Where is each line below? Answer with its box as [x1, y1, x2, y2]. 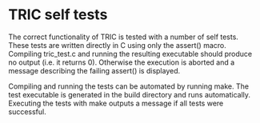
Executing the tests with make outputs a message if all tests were [8, 98, 224, 108]
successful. [8, 106, 46, 117]
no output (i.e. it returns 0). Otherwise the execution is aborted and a [8, 58, 235, 67]
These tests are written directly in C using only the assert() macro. [8, 40, 226, 50]
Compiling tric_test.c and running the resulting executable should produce [8, 49, 253, 58]
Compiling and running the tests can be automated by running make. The [8, 81, 250, 91]
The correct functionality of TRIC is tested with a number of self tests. [8, 32, 238, 42]
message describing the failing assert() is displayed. [8, 65, 181, 75]
